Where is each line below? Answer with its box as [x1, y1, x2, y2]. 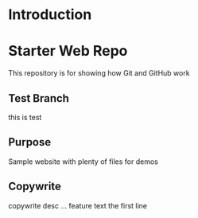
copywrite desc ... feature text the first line [8, 200, 148, 210]
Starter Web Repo [8, 42, 128, 60]
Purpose [8, 135, 52, 149]
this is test [8, 112, 42, 122]
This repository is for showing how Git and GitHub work [8, 68, 190, 78]
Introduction [8, 6, 92, 24]
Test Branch [8, 91, 70, 105]
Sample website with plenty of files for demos [8, 157, 159, 166]
